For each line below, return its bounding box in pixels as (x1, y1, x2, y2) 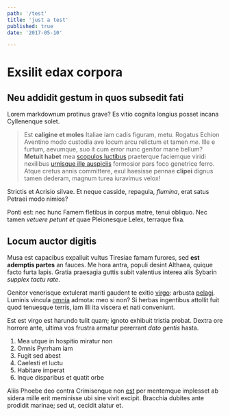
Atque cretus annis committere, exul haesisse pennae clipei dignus (23, 167, 214, 175)
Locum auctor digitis (7, 235, 97, 247)
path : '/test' (7, 10, 48, 17)
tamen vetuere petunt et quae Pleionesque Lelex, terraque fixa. (7, 215, 185, 223)
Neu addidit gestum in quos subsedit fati (7, 92, 184, 103)
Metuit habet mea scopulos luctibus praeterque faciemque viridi (23, 152, 207, 161)
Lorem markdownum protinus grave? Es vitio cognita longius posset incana (7, 110, 219, 119)
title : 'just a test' (7, 16, 69, 23)
